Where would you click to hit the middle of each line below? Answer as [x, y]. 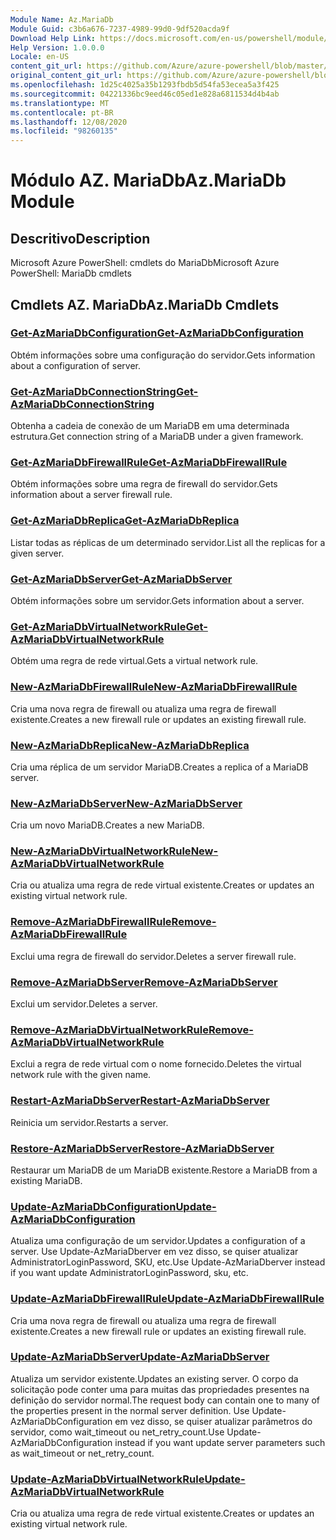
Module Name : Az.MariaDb [62, 19]
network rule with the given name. [81, 1075]
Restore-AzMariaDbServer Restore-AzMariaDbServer [142, 1148]
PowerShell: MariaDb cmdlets [71, 273]
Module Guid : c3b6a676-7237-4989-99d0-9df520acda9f [120, 29]
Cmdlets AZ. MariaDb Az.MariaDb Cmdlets [145, 304]
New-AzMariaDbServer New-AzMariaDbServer [126, 803]
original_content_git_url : [66, 76]
